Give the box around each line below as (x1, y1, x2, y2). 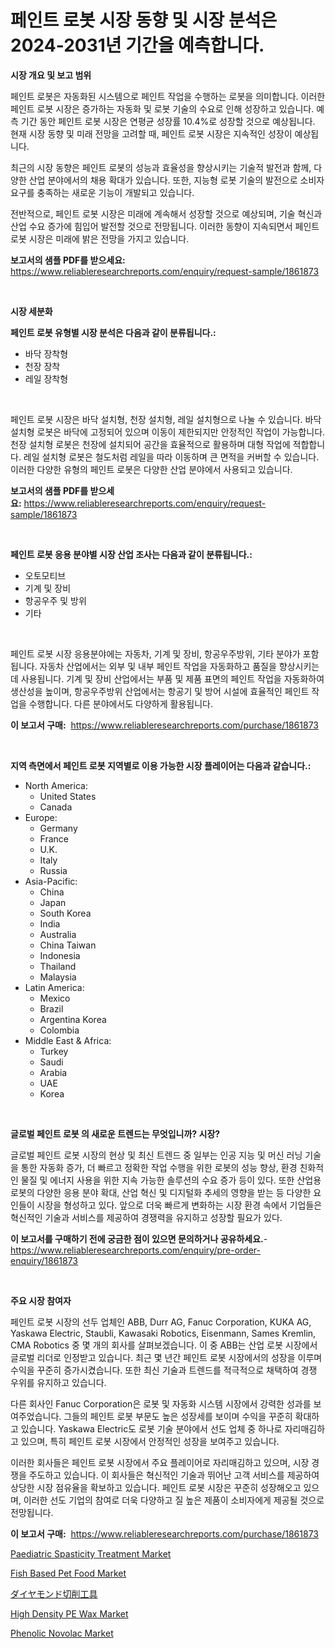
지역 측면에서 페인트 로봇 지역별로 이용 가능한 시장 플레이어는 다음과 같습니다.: (10, 759, 312, 771)
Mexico (39, 992, 71, 1004)
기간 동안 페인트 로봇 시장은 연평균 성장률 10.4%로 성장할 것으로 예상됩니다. (20, 115, 316, 127)
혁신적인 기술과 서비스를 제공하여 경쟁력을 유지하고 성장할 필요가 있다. (10, 1211, 283, 1223)
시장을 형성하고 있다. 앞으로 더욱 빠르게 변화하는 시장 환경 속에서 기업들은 (36, 1199, 323, 1211)
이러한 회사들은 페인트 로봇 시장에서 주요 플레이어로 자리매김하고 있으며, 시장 (10, 1456, 310, 1468)
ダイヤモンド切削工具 (10, 1587, 98, 1600)
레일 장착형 (24, 372, 69, 385)
